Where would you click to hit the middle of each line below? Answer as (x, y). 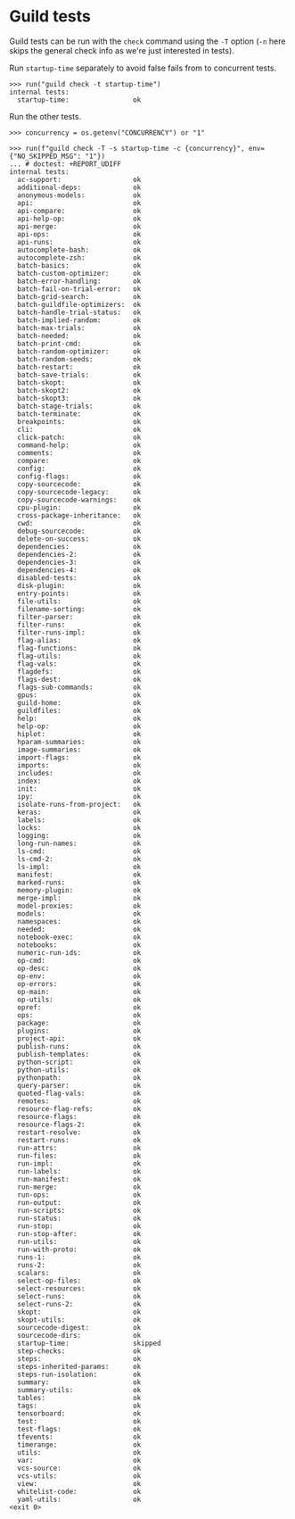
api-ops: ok (79, 234)
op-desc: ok (79, 968)
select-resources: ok (79, 1288)
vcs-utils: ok (79, 1476)
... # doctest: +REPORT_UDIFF (66, 164)
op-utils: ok (79, 1000)
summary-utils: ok (79, 1390)
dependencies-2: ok (79, 554)
